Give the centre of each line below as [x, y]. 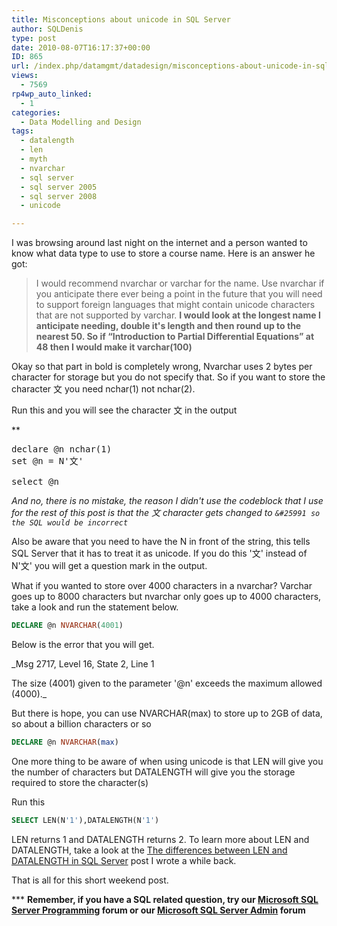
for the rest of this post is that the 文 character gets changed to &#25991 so [166, 513]
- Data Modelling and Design [81, 122]
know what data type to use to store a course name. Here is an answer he [163, 253]
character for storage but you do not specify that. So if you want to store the [168, 377]
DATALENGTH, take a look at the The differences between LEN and [149, 850]
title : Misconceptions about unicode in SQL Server [121, 19]
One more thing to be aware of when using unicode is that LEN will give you [167, 761]
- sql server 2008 [59, 196]
